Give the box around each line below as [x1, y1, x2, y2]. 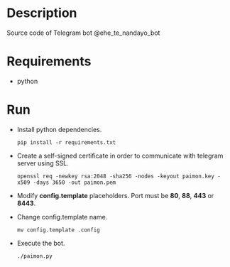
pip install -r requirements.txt [16, 138, 116, 146]
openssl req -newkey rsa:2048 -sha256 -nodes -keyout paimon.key [16, 173, 214, 180]
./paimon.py [16, 252, 53, 260]
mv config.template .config [16, 226, 100, 234]
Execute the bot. [16, 239, 65, 247]
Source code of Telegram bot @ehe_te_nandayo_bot [6, 28, 160, 37]
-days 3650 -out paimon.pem [33, 179, 116, 186]
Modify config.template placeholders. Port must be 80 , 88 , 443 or [16, 191, 214, 200]
